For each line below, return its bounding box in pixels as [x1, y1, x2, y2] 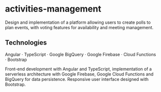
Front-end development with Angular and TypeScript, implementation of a [5, 66, 152, 72]
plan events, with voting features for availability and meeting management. [5, 24, 154, 30]
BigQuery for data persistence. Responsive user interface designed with [5, 76, 149, 82]
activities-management [5, 3, 102, 15]
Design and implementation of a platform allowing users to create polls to [5, 19, 151, 25]
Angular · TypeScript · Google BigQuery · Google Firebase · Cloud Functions [5, 51, 156, 57]
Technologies [5, 39, 47, 47]
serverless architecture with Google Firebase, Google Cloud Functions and [5, 71, 154, 77]
